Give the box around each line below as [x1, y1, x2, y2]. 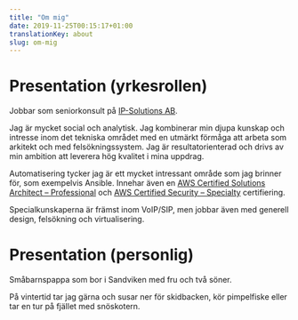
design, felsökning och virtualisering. [9, 214, 145, 225]
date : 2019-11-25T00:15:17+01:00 [9, 21, 133, 30]
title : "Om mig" [9, 12, 69, 22]
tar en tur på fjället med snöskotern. [9, 301, 141, 312]
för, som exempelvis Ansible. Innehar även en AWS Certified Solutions [9, 178, 266, 188]
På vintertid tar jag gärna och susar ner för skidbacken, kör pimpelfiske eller [9, 292, 287, 302]
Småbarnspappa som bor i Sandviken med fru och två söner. [9, 275, 233, 285]
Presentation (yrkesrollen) [9, 76, 208, 96]
